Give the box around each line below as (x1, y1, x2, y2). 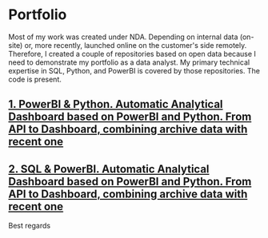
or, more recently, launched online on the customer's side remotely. (24, 40, 247, 50)
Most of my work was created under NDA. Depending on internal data (8, 32, 238, 42)
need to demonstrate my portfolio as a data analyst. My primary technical (8, 58, 250, 67)
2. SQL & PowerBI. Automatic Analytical (8, 162, 210, 176)
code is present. (8, 74, 62, 84)
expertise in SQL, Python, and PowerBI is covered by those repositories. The (8, 65, 260, 75)
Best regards (8, 221, 50, 231)
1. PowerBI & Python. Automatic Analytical (8, 97, 223, 111)
